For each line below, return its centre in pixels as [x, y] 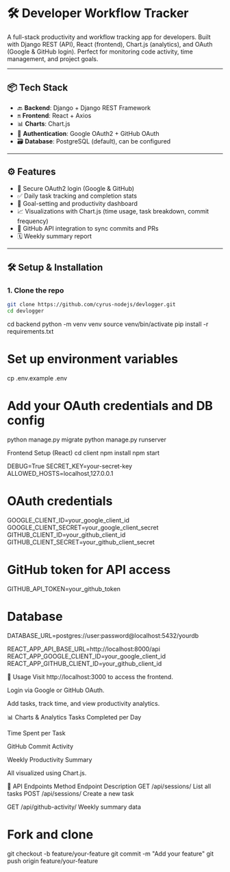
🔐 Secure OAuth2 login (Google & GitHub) [76, 188]
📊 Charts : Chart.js [43, 124]
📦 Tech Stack [38, 88]
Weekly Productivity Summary [50, 759]
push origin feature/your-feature [53, 861]
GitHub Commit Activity [40, 746]
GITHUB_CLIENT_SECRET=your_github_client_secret [81, 542]
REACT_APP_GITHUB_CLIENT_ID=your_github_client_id [85, 663]
